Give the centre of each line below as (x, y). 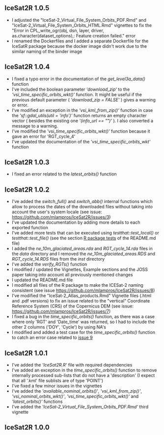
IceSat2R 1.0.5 (27, 8)
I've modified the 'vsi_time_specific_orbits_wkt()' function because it (81, 131)
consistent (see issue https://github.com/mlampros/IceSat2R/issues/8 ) (83, 291)
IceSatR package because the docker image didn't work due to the (79, 46)
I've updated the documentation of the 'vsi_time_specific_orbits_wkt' (81, 141)
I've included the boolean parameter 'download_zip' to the (71, 89)
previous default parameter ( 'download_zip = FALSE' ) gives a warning (83, 100)
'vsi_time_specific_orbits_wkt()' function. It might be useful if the (77, 94)
